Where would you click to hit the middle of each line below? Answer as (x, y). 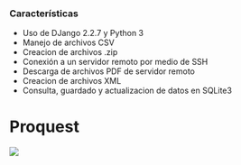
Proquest (44, 127)
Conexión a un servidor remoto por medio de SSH (115, 62)
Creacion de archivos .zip (70, 52)
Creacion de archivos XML (72, 81)
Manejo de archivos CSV (68, 42)
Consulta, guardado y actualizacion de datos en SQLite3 (127, 91)
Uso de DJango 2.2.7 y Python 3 (83, 33)
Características (44, 14)
